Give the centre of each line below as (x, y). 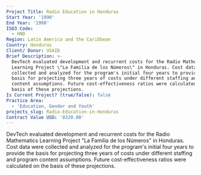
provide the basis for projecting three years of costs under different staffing (99, 153)
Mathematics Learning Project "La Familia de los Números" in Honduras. (95, 140)
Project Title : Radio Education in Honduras (63, 12)
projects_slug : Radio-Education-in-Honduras (63, 112)
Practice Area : (25, 100)
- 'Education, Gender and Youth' (53, 106)
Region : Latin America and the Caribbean (59, 39)
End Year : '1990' (28, 23)
